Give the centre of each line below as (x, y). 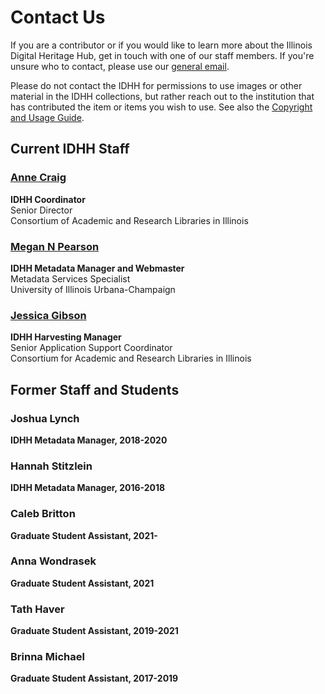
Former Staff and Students (95, 389)
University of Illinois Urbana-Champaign (93, 289)
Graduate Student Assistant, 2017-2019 (94, 678)
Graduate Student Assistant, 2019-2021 (94, 631)
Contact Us (58, 17)
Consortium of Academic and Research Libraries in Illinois (129, 220)
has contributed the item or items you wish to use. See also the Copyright (161, 107)
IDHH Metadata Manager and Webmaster (97, 268)
